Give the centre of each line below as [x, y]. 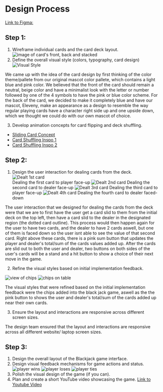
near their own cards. [27, 303]
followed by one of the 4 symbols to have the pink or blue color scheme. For [81, 95]
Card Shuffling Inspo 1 [34, 140]
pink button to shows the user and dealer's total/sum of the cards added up [81, 297]
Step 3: [16, 347]
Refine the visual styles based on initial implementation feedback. [78, 268]
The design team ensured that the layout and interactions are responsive [78, 326]
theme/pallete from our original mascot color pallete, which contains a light [80, 79]
